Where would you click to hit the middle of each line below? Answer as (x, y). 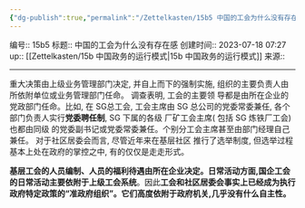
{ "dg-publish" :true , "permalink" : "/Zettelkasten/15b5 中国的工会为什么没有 (147, 18)
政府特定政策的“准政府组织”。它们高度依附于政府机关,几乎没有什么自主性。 (150, 193)
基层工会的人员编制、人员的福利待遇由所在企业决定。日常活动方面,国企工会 (150, 170)
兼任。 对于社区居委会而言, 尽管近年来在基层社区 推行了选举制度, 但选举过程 (151, 140)
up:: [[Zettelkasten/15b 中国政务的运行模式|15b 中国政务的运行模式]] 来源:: (148, 56)
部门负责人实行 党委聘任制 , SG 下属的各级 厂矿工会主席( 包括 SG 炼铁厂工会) (151, 118)
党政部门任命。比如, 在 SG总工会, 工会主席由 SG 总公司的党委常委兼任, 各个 (150, 106)
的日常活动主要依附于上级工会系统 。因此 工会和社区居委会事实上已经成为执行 (152, 182)
